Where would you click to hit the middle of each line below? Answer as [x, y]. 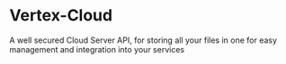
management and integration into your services [97, 49]
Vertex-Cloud [61, 16]
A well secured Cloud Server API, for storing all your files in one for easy [143, 40]
